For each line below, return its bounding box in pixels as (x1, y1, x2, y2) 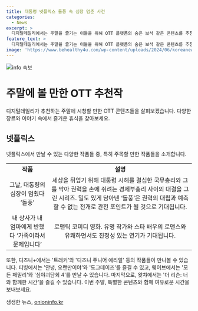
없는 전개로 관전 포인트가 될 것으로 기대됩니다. (67, 203, 187, 211)
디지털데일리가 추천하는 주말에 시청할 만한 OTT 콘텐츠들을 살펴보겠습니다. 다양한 (6, 107, 192, 114)
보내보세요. (6, 286, 32, 293)
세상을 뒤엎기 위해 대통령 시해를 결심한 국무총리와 (52, 176, 181, 184)
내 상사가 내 (12, 213, 43, 221)
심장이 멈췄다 (10, 189, 45, 197)
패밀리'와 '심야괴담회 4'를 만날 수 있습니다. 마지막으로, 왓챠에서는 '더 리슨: (12, 271, 182, 278)
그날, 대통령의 (9, 180, 45, 188)
